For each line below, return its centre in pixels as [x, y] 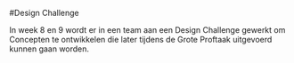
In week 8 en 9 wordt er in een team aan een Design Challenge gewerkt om [147, 30]
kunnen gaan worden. [49, 49]
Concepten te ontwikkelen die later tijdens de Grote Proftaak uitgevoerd [141, 39]
